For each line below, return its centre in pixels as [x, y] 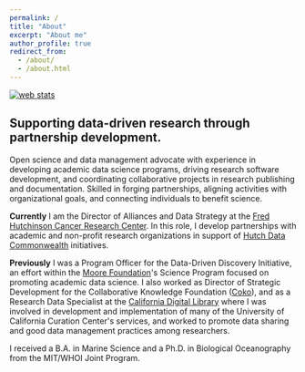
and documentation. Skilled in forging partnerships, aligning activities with [148, 189]
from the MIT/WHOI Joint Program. [75, 357]
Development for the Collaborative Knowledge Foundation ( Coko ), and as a [150, 292]
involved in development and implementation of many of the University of [147, 311]
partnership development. [86, 138]
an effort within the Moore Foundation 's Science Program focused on [139, 272]
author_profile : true [51, 43]
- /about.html [44, 69]
